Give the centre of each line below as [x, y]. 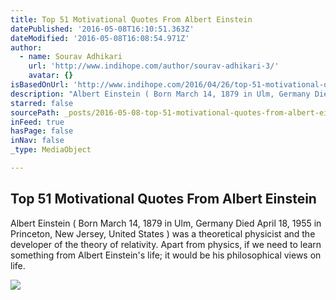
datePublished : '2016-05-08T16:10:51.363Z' [102, 29]
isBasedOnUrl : [40, 85]
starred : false [42, 103]
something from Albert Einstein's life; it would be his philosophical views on [166, 255]
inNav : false [37, 141]
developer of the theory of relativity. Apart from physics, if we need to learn [166, 244]
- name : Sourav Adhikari [71, 57]
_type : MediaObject [51, 150]
